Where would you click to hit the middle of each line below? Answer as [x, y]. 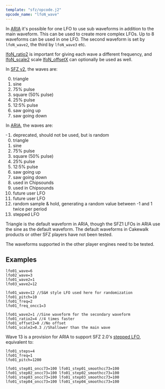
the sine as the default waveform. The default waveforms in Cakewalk [77, 229]
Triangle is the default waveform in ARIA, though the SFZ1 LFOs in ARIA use [83, 224]
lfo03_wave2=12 [21, 284]
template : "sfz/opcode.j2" [34, 10]
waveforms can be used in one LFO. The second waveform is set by [75, 39]
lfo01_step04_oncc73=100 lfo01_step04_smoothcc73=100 [63, 382]
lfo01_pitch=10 [21, 297]
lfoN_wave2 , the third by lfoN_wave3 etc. [46, 44]
